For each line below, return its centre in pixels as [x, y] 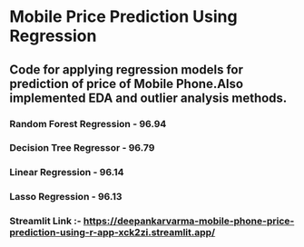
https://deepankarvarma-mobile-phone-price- [189, 222]
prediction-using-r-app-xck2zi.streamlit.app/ [113, 232]
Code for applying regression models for [126, 69]
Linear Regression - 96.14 [67, 173]
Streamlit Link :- [45, 222]
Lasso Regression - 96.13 [66, 197]
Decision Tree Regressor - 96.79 [82, 148]
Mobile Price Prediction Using [123, 17]
